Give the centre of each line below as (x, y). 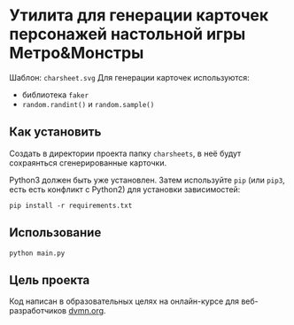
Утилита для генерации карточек (139, 15)
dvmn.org (86, 311)
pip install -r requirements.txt (71, 205)
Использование (55, 232)
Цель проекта (50, 280)
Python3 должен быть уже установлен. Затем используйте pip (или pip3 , (147, 180)
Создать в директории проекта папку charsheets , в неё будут (125, 153)
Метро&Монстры (77, 53)
